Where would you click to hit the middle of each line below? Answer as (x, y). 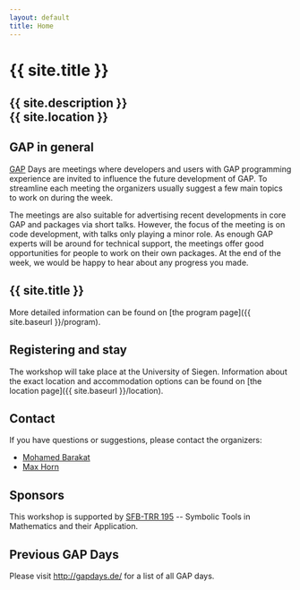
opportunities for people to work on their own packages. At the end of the (146, 252)
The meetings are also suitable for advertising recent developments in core (148, 215)
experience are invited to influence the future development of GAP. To (138, 178)
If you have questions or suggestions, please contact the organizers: (136, 440)
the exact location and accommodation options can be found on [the (136, 381)
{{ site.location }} (59, 117)
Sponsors (37, 495)
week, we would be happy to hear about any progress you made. (129, 262)
